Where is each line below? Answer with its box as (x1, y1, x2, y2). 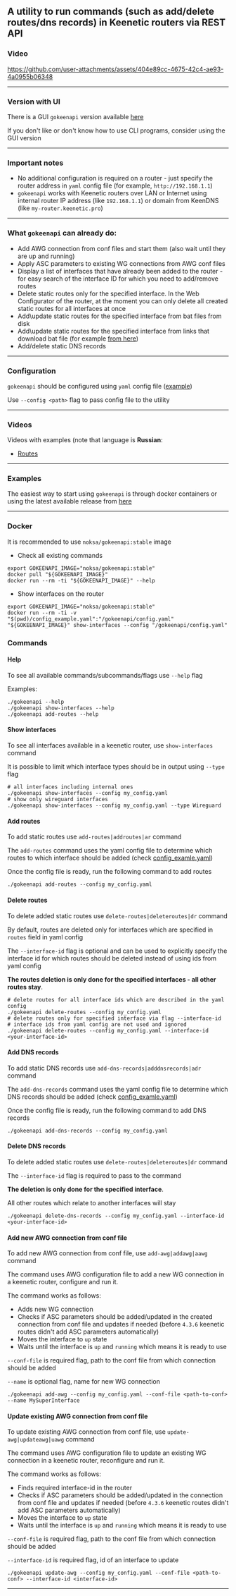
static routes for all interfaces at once (17, 304, 126, 312)
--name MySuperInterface (7, 1397, 80, 1404)
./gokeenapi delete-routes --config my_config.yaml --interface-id (7, 1027, 209, 1034)
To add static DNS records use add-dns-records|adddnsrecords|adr (7, 1064, 202, 1072)
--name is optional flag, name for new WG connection (7, 1377, 160, 1386)
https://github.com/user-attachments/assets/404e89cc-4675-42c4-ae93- (7, 65, 224, 73)
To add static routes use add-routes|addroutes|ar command (7, 832, 182, 841)
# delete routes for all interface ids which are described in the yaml (7, 996, 225, 1004)
